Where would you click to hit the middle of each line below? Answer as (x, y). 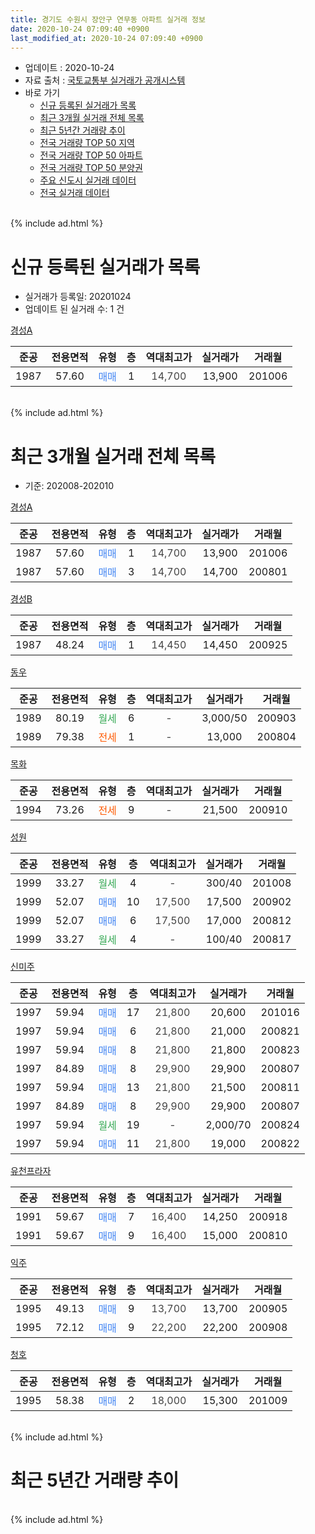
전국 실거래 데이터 (74, 193)
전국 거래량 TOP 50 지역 (87, 143)
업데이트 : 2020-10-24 (69, 68)
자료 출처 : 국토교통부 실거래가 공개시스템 (105, 80)
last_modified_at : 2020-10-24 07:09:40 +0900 (106, 38)
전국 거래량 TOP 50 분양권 (91, 168)
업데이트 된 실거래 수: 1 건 (74, 309)
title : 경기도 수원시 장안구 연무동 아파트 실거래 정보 (108, 19)
